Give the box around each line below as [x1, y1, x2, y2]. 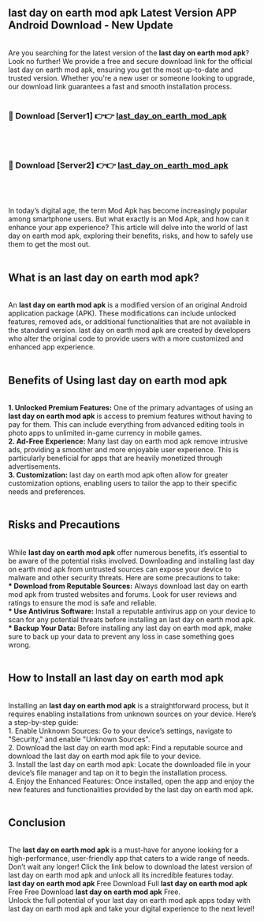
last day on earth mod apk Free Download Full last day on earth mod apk [8, 879, 248, 889]
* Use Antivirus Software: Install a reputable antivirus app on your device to [8, 606, 256, 616]
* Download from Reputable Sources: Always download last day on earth [8, 581, 248, 591]
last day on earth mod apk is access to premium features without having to [8, 411, 253, 421]
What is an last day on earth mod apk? [8, 270, 199, 284]
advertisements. [8, 462, 61, 471]
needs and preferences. [8, 487, 86, 496]
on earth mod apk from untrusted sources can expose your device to [8, 564, 232, 574]
